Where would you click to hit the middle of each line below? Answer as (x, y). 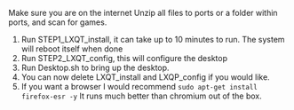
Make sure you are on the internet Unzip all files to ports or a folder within (143, 13)
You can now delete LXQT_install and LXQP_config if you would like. (145, 77)
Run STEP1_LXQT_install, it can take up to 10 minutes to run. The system (153, 39)
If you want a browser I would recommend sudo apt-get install (139, 86)
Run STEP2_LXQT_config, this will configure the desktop (124, 58)
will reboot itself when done (72, 49)
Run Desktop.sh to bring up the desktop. (95, 67)
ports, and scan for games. (58, 22)
